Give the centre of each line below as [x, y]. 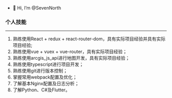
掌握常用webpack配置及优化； [45, 77]
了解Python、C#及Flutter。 [41, 90]
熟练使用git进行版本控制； [40, 71]
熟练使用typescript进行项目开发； [48, 64]
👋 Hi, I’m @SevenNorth [37, 8]
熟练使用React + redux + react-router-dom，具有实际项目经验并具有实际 [89, 39]
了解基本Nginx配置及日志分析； [46, 84]
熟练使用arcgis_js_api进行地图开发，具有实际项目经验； [71, 58]
